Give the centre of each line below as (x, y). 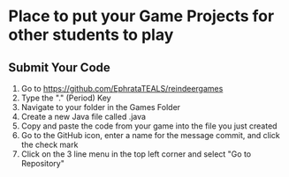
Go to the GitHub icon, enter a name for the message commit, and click (150, 135)
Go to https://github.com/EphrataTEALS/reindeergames (122, 88)
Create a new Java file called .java (84, 117)
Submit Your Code (60, 67)
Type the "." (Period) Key (66, 98)
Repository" (43, 163)
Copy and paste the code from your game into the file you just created (149, 126)
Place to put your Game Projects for (141, 16)
